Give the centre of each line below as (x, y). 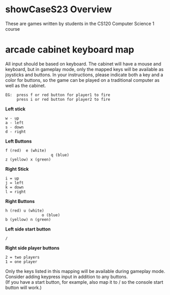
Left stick (15, 109)
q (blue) (60, 155)
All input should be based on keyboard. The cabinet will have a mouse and (83, 64)
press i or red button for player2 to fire (63, 99)
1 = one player (21, 262)
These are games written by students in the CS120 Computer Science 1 (80, 24)
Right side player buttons (32, 248)
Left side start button (28, 229)
